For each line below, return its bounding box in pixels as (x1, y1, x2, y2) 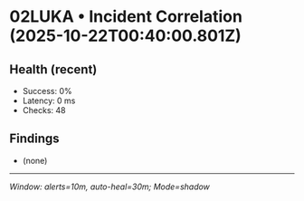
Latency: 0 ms (22, 95, 76, 106)
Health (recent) (9, 62, 98, 77)
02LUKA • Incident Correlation (9, 6, 242, 27)
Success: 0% (22, 86, 72, 96)
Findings (9, 131, 61, 147)
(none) (22, 155, 48, 166)
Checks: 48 (22, 105, 66, 115)
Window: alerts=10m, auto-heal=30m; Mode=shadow (9, 181, 211, 192)
